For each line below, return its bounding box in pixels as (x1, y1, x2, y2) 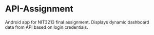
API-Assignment (5, 3, 74, 14)
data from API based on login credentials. (5, 24, 89, 30)
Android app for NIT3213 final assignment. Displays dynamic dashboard (5, 19, 150, 25)
